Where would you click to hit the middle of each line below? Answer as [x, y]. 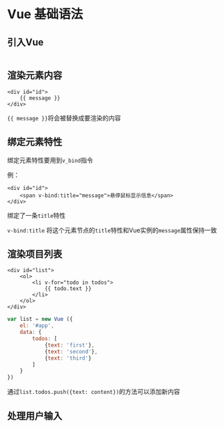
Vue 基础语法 [45, 14]
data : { [31, 332]
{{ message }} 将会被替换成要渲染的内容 [64, 118]
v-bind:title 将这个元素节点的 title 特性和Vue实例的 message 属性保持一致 [112, 230]
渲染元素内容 [35, 76]
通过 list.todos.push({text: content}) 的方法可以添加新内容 [94, 392]
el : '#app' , [37, 326]
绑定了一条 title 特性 [37, 215]
